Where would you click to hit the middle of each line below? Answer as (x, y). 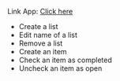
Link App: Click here (40, 11)
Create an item (43, 52)
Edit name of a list (48, 35)
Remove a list (41, 43)
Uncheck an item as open (60, 68)
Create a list (38, 26)
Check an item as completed (65, 60)
